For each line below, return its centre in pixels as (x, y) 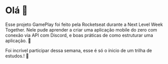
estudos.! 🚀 (17, 56)
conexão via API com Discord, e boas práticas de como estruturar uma (79, 35)
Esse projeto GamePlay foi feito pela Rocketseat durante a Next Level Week (84, 24)
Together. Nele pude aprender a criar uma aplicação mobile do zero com (81, 29)
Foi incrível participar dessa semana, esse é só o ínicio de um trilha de (79, 50)
